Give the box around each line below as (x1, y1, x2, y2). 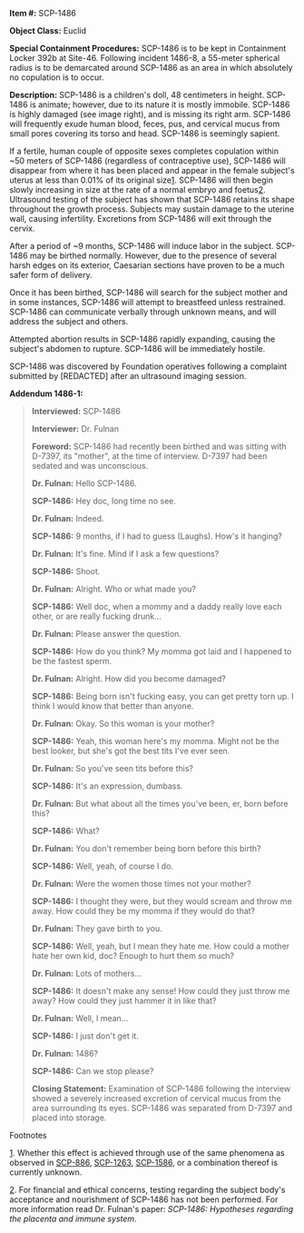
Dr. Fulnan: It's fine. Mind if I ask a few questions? (31, 549, 220, 559)
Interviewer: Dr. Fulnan (31, 423, 120, 434)
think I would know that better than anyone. (31, 701, 194, 711)
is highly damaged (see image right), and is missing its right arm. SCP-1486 (9, 109, 291, 119)
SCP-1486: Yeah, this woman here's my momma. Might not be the (31, 736, 279, 746)
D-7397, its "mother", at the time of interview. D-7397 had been (31, 451, 268, 462)
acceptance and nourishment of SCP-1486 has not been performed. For (9, 1194, 279, 1205)
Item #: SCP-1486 (9, 8, 77, 18)
